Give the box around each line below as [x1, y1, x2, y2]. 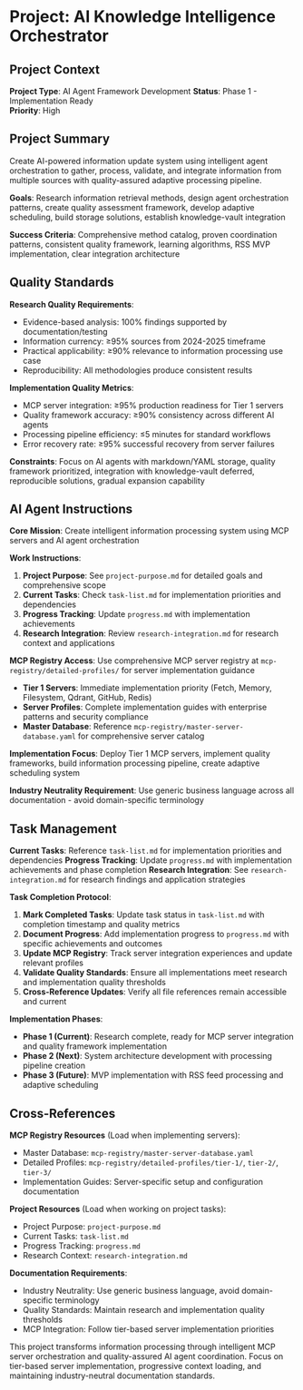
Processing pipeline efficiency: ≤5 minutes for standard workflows [22, 428, 271, 439]
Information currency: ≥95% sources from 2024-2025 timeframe [22, 336, 266, 347]
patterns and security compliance [22, 711, 149, 722]
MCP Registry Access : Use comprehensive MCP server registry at [9, 655, 259, 666]
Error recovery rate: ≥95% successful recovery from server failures [22, 438, 275, 449]
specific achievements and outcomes [22, 938, 163, 949]
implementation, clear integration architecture [9, 248, 181, 259]
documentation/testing [22, 326, 108, 337]
